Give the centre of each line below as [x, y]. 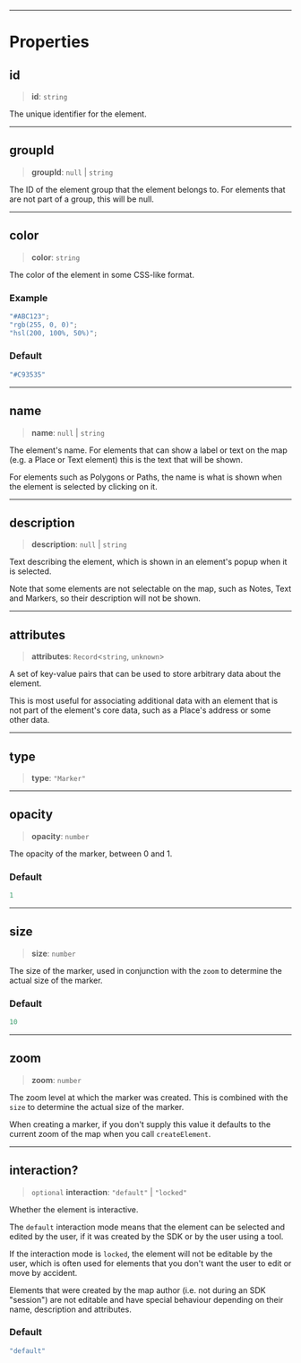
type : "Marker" [59, 777]
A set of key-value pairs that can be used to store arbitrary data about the [145, 674]
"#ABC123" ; [30, 316]
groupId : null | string [72, 172]
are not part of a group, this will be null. [82, 199]
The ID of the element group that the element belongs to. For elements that [147, 189]
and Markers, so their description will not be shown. [105, 598]
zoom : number [56, 1080]
